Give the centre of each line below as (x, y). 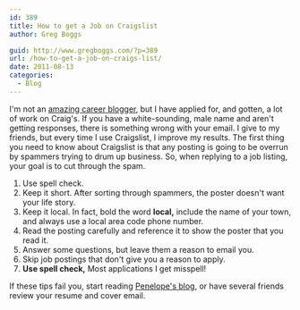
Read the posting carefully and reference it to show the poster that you (153, 230)
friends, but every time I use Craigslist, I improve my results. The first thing (147, 137)
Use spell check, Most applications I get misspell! (114, 268)
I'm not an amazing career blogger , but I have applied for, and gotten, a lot (146, 109)
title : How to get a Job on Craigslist (84, 26)
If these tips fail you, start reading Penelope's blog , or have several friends (147, 286)
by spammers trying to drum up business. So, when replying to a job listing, (149, 156)
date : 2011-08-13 (42, 67)
